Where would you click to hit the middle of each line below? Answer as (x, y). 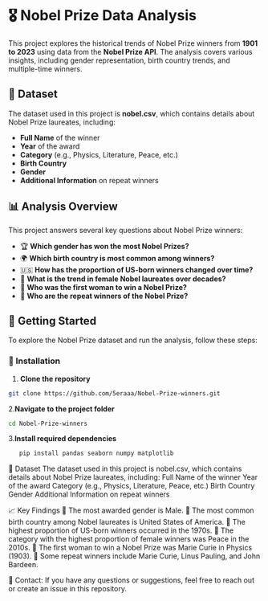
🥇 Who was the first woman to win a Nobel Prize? (103, 287)
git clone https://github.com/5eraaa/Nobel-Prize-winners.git (114, 393)
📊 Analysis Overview (63, 207)
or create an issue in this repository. (67, 589)
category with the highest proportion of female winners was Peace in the (129, 539)
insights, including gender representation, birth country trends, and (119, 60)
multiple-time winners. (45, 68)
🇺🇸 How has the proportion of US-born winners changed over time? (136, 269)
